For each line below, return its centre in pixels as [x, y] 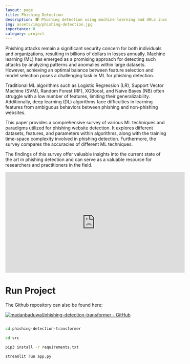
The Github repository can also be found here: [54, 305]
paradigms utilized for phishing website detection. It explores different [79, 128]
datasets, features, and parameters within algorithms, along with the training [86, 133]
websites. [15, 112]
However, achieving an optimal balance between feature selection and [79, 70]
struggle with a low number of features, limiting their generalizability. [78, 96]
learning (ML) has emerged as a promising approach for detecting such [81, 59]
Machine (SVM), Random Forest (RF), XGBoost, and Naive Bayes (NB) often [85, 91]
